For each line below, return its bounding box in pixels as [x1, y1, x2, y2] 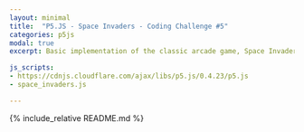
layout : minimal [9, 13, 71, 23]
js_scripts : [9, 63, 54, 72]
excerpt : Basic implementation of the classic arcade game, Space [9, 47, 265, 56]
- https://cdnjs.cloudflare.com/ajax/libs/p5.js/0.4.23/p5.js [9, 71, 249, 81]
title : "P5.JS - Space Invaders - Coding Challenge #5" [9, 22, 229, 31]
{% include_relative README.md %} [9, 112, 145, 123]
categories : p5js [9, 30, 75, 39]
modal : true [9, 38, 54, 48]
